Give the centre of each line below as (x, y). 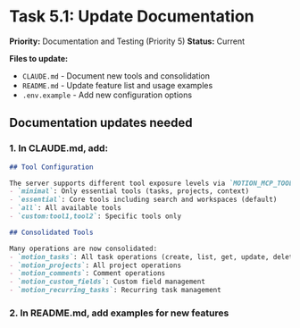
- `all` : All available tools (66, 208)
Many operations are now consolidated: (83, 248)
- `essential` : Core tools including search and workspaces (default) (143, 200)
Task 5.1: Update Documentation (132, 17)
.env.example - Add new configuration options (107, 95)
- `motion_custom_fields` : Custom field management (107, 282)
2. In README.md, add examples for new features (119, 313)
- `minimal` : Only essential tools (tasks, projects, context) (129, 191)
